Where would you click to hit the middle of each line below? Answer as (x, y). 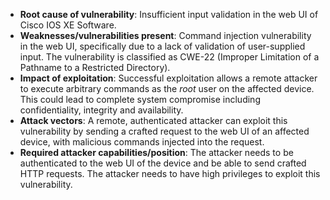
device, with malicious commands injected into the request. (142, 142)
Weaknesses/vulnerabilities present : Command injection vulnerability (165, 35)
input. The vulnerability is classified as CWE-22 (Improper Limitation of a (169, 57)
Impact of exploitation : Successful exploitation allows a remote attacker (168, 78)
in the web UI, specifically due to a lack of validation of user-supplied (162, 46)
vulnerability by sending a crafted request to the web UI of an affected (164, 131)
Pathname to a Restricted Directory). (95, 67)
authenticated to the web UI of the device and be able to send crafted (163, 163)
